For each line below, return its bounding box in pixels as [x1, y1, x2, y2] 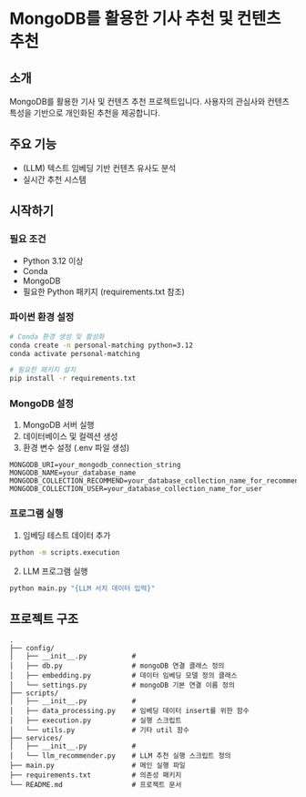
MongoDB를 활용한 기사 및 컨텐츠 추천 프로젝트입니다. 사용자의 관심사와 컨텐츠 [9, 97, 290, 107]
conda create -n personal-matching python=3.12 [9, 341, 194, 350]
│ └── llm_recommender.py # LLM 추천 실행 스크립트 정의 [9, 751, 231, 761]
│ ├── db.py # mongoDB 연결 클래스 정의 [9, 661, 225, 670]
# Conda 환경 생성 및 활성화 [9, 332, 105, 342]
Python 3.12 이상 [22, 255, 84, 266]
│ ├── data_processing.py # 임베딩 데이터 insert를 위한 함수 [9, 707, 250, 716]
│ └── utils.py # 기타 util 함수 [9, 726, 189, 735]
